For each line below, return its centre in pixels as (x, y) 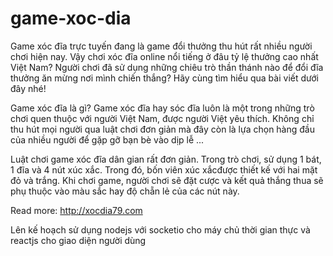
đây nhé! (28, 88)
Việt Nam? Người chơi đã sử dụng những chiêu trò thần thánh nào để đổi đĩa (167, 67)
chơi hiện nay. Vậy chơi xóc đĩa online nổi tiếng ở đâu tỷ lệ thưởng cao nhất (164, 56)
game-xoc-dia (71, 18)
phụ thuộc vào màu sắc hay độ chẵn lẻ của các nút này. (125, 191)
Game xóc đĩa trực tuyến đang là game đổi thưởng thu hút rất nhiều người (161, 46)
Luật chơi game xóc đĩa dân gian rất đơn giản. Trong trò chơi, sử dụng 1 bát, (166, 159)
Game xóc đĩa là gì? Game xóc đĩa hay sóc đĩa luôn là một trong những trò (162, 108)
